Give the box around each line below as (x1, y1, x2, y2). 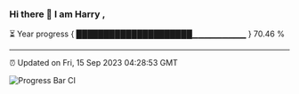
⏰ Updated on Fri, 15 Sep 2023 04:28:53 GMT (9, 58, 178, 68)
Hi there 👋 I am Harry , (9, 8, 106, 20)
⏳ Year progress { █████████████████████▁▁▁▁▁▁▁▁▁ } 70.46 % (9, 28, 285, 39)
